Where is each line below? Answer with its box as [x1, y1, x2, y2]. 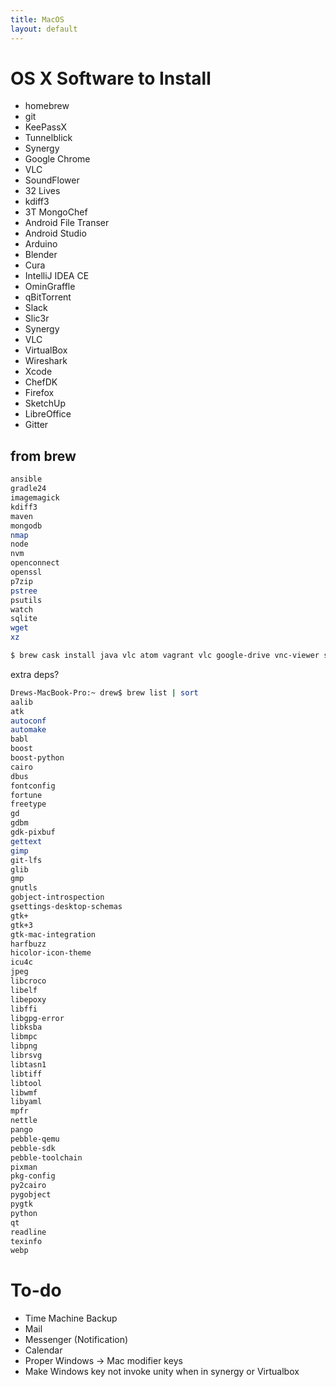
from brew [10, 447, 77, 465]
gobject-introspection [10, 892, 105, 903]
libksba [10, 1022, 43, 1033]
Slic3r [24, 312, 50, 325]
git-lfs [10, 855, 43, 865]
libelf [10, 985, 38, 995]
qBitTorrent [24, 291, 72, 303]
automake [10, 725, 47, 735]
